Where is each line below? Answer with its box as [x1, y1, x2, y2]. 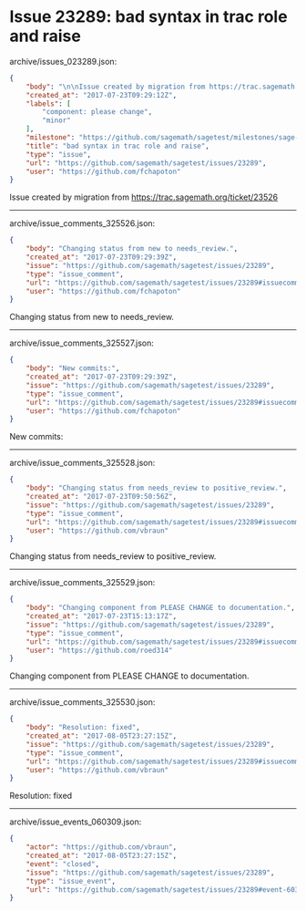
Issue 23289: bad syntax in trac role [9, 6, 289, 27]
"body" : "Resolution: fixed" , [25, 723, 141, 732]
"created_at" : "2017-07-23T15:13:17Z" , [25, 612, 178, 621]
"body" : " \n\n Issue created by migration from [25, 82, 206, 91]
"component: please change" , [42, 108, 153, 117]
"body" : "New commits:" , [25, 364, 120, 373]
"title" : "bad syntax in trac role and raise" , [25, 141, 209, 150]
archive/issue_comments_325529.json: [9, 577, 156, 588]
